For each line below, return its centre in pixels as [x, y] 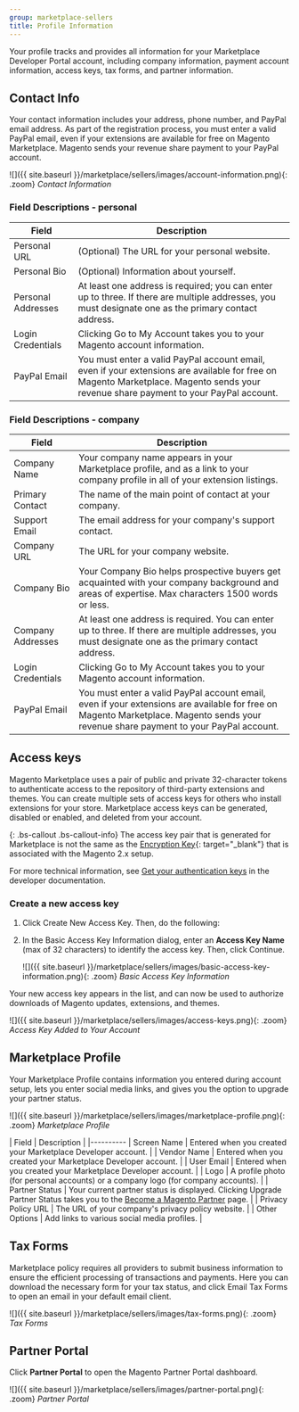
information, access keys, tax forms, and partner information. [121, 70]
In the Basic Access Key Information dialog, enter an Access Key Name [153, 940]
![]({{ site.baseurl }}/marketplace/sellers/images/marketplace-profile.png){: [147, 1115]
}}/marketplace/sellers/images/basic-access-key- [178, 967]
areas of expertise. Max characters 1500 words [178, 593]
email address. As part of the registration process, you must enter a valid [143, 129]
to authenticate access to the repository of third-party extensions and [137, 789]
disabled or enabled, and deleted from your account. [106, 817]
